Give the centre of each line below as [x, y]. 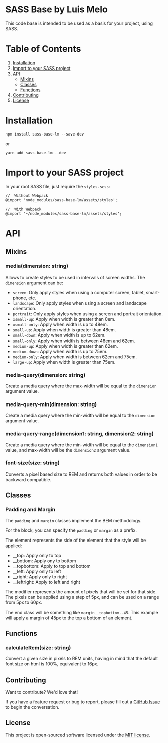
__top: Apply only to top [37, 555]
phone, [20, 298]
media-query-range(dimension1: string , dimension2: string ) [79, 434]
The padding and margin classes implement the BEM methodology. [73, 520]
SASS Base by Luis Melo [56, 9]
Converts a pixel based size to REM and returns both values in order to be [81, 474]
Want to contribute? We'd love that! [42, 692]
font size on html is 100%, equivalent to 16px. [52, 664]
